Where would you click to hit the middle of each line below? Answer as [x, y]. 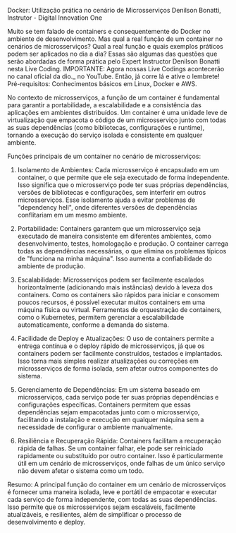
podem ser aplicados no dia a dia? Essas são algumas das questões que [112, 54]
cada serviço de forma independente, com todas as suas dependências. [112, 499]
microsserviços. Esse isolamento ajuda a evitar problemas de [106, 200]
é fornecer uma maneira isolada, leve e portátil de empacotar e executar [112, 492]
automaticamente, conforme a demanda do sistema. [93, 325]
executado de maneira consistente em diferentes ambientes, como [114, 236]
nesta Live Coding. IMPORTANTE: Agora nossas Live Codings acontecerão [116, 69]
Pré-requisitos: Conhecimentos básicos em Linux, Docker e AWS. [102, 84]
